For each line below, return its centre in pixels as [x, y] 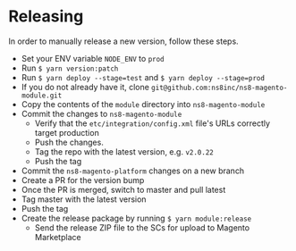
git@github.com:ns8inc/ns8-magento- [219, 88]
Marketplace [58, 237]
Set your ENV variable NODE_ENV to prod [93, 58]
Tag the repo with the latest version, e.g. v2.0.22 [124, 151]
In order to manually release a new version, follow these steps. [123, 41]
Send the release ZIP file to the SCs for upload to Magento [142, 227]
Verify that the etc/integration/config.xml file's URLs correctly [152, 123]
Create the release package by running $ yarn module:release [136, 218]
